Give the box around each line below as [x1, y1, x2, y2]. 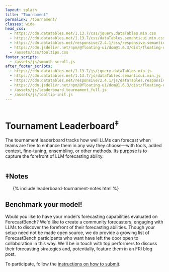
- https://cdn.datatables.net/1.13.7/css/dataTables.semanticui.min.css [10, 36, 165, 41]
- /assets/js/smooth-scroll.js [10, 59, 75, 64]
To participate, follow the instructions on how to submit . [5, 261, 121, 267]
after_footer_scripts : [5, 64, 53, 69]
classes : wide [5, 21, 35, 27]
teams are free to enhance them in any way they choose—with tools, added [5, 142, 162, 148]
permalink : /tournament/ [5, 17, 57, 22]
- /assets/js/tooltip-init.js [10, 92, 73, 97]
